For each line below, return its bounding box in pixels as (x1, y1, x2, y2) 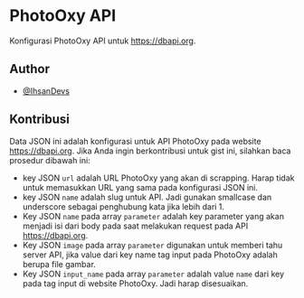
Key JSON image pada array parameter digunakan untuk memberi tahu (22, 239, 283, 250)
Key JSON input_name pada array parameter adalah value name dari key (22, 268, 285, 279)
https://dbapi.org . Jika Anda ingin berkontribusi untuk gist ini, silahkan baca (9, 145, 291, 156)
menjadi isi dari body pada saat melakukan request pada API (22, 220, 249, 231)
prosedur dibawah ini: (9, 154, 90, 165)
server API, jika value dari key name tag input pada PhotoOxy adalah (22, 249, 278, 260)
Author (9, 61, 50, 77)
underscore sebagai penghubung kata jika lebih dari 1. (22, 200, 224, 212)
